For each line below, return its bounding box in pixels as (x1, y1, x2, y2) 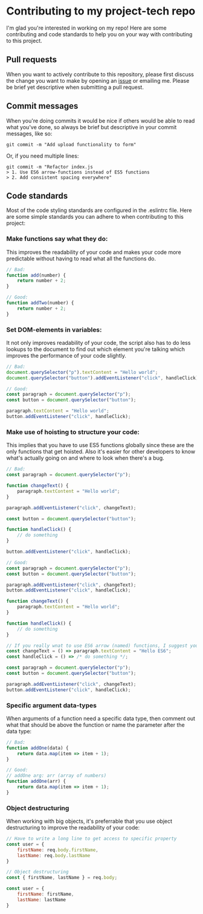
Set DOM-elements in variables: (6, 325, 102, 333)
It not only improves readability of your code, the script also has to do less (6, 339, 191, 346)
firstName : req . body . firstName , (17, 847, 98, 853)
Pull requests (6, 54, 57, 65)
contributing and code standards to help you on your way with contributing (6, 30, 193, 37)
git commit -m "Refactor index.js (6, 164, 94, 170)
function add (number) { (6, 272, 66, 278)
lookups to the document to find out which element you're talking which (6, 346, 185, 353)
